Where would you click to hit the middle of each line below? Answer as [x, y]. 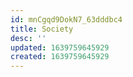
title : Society [42, 29]
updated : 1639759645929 [60, 47]
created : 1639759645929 [60, 57]
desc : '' [28, 38]
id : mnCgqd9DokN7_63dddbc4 [66, 19]
